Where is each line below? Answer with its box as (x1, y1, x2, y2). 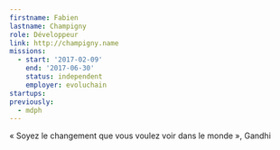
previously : (9, 97, 54, 107)
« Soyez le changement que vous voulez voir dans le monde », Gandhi (9, 130, 271, 141)
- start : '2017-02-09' (17, 55, 103, 64)
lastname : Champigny (9, 22, 88, 31)
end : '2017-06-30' (25, 64, 95, 73)
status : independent (25, 72, 103, 81)
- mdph (17, 106, 42, 115)
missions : (9, 47, 47, 56)
